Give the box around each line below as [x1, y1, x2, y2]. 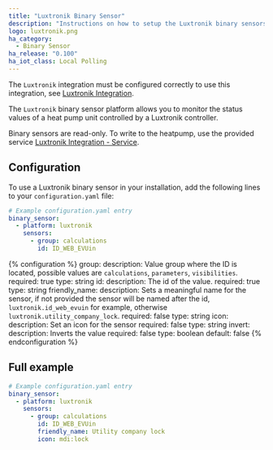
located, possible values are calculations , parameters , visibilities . [8, 268, 238, 277]
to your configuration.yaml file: [8, 190, 115, 200]
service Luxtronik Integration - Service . [8, 137, 140, 146]
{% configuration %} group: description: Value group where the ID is [8, 259, 238, 269]
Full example [8, 360, 75, 374]
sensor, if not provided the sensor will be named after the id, [8, 294, 210, 304]
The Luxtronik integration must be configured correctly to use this [8, 79, 231, 90]
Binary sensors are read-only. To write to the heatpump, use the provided [8, 128, 254, 138]
